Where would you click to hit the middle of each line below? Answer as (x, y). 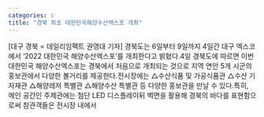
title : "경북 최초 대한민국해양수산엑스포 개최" (75, 23)
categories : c (32, 15)
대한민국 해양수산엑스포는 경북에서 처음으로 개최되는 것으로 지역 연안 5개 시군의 (130, 66)
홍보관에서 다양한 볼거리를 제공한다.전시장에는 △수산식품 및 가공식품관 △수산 (128, 75)
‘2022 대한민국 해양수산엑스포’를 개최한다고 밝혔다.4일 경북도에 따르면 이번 (138, 56)
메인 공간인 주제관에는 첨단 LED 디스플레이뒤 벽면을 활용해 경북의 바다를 (119, 95)
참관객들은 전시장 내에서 (59, 105)
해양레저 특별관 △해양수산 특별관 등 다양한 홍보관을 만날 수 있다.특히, (142, 85)
